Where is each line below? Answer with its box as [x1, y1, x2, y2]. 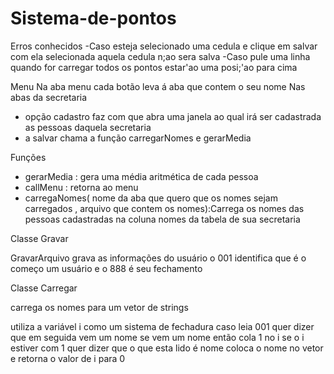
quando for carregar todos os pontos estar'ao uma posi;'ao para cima [10, 61, 298, 73]
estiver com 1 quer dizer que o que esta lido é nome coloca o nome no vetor [10, 342, 324, 354]
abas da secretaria [10, 91, 88, 103]
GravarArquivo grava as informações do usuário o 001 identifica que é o [10, 252, 307, 264]
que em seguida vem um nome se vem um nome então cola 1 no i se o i [10, 331, 305, 343]
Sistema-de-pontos [10, 7, 177, 30]
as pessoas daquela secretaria [24, 121, 152, 133]
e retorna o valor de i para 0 [10, 352, 126, 364]
